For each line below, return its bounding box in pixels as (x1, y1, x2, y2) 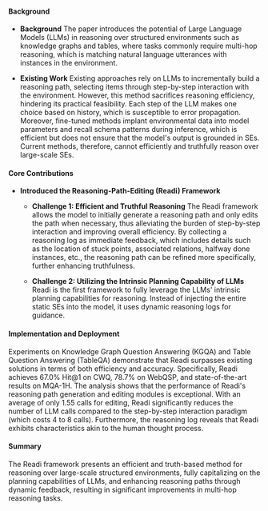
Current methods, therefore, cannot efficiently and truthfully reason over (19, 142, 259, 151)
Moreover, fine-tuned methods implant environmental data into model (19, 116, 250, 126)
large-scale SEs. (19, 150, 74, 160)
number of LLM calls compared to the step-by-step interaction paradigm (8, 406, 248, 416)
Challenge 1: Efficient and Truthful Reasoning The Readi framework (31, 202, 258, 211)
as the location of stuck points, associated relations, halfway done (31, 244, 250, 254)
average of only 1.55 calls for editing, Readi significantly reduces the (8, 397, 234, 407)
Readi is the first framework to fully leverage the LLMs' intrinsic (31, 285, 241, 295)
